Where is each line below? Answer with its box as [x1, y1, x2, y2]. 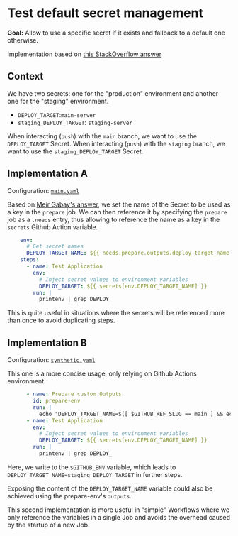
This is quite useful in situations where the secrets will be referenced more [7, 309, 225, 317]
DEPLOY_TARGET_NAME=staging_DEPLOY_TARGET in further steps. [7, 470, 183, 478]
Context [7, 70, 44, 82]
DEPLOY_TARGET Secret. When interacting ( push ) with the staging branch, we [7, 139, 225, 148]
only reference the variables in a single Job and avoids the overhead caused [7, 513, 231, 521]
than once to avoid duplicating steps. [7, 316, 115, 324]
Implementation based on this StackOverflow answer [7, 50, 162, 58]
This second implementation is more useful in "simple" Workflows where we [7, 505, 230, 514]
